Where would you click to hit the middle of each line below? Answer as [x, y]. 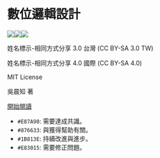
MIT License [25, 77]
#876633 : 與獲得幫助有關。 [54, 129]
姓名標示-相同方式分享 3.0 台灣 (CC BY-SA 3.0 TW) [80, 48]
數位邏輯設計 [44, 14]
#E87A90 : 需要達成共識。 [51, 121]
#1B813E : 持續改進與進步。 [54, 138]
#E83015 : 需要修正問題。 [51, 147]
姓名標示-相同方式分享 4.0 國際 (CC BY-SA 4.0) [75, 63]
